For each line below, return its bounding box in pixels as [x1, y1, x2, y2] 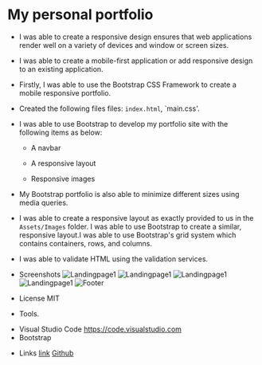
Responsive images [30, 174, 96, 183]
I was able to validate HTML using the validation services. [18, 253, 209, 264]
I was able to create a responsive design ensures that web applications [18, 32, 252, 41]
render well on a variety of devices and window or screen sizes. [18, 40, 229, 49]
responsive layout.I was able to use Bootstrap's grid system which [18, 230, 237, 240]
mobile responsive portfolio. [18, 88, 111, 97]
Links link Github [18, 348, 74, 358]
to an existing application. [18, 64, 104, 73]
